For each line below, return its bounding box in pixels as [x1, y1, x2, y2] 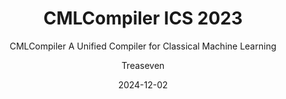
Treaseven [121, 59, 165, 71]
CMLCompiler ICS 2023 [43, 7, 243, 30]
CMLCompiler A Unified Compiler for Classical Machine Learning [9, 40, 277, 52]
